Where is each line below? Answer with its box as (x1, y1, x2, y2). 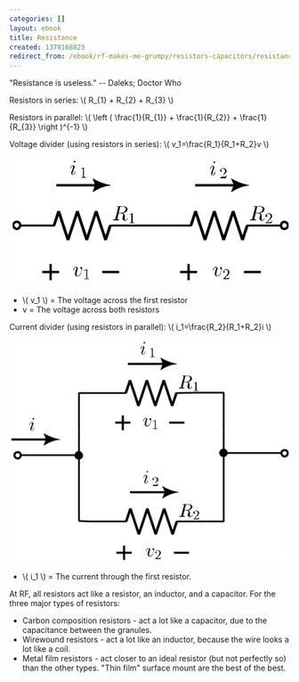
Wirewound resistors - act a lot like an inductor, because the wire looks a (21, 634, 289, 645)
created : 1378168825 (9, 43, 86, 52)
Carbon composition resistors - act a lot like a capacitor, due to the (21, 615, 268, 626)
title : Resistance (9, 33, 77, 42)
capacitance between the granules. (21, 625, 153, 636)
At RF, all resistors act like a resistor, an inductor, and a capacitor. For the (9, 588, 276, 599)
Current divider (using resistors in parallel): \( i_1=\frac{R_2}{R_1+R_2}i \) (9, 321, 272, 332)
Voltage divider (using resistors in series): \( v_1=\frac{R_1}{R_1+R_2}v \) (9, 139, 270, 150)
